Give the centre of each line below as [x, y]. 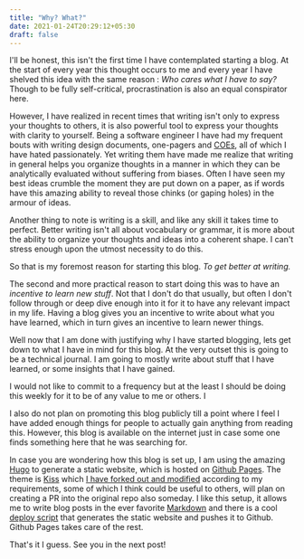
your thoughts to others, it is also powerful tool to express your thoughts [144, 126]
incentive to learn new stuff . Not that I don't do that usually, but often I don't [151, 294]
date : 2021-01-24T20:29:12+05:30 [72, 26]
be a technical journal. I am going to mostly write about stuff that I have [142, 359]
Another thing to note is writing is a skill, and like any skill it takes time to [144, 220]
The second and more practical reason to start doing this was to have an [145, 284]
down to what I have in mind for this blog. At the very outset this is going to [149, 350]
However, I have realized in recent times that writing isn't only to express [145, 116]
